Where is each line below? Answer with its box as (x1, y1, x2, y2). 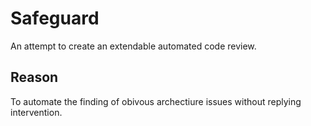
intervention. (10, 106, 63, 118)
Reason (10, 69, 59, 86)
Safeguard (10, 7, 100, 30)
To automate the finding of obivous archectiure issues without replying (10, 95, 302, 107)
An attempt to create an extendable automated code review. (10, 40, 257, 52)
